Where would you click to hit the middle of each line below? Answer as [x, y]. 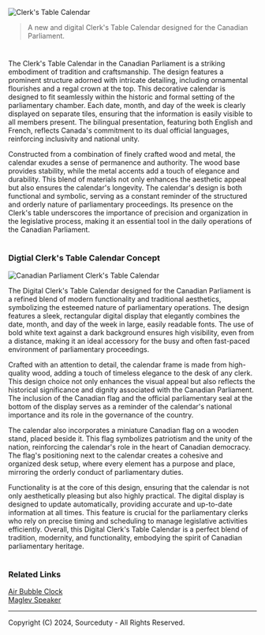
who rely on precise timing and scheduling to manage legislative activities [128, 521]
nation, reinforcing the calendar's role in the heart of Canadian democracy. [129, 446]
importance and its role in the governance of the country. [101, 415]
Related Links [35, 574]
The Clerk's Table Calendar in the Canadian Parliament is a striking [117, 64]
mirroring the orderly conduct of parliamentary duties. [96, 472]
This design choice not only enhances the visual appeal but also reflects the [132, 381]
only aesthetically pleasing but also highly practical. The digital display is [126, 495]
